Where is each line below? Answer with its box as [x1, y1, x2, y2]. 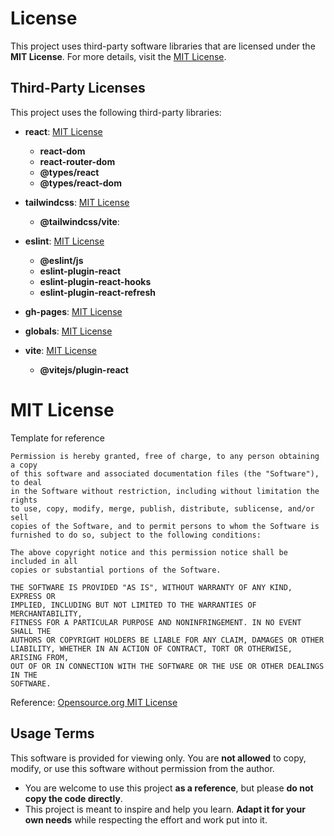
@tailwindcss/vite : [39, 215, 120, 227]
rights [10, 495, 38, 505]
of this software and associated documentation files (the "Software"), [10, 468, 320, 479]
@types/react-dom [39, 177, 122, 189]
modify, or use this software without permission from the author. [10, 762, 275, 774]
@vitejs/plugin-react [39, 363, 129, 376]
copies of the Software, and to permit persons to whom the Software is [10, 521, 320, 531]
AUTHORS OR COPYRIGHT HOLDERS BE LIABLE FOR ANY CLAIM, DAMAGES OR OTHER [10, 635, 325, 645]
